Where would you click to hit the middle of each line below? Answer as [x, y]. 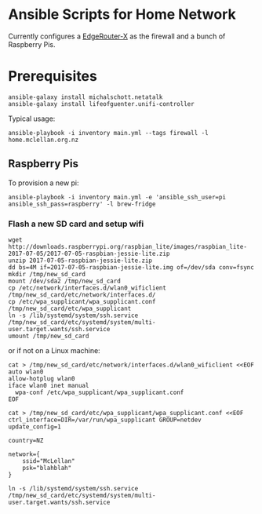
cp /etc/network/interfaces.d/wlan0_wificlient [87, 288]
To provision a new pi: [44, 183]
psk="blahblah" [47, 468]
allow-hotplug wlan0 [42, 378]
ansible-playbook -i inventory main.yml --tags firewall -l [109, 133]
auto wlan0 [26, 372]
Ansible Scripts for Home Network [122, 15]
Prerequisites [53, 77]
